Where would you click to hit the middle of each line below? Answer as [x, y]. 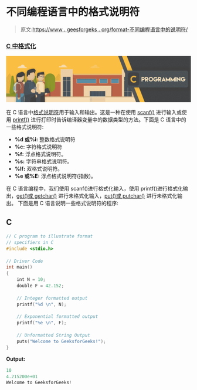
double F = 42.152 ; [40, 286]
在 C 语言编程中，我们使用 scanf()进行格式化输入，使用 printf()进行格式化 [95, 189]
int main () [19, 267]
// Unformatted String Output [54, 335]
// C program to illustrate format [50, 236]
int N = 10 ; [31, 280]
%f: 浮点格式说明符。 [40, 154]
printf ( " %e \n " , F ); [42, 323]
